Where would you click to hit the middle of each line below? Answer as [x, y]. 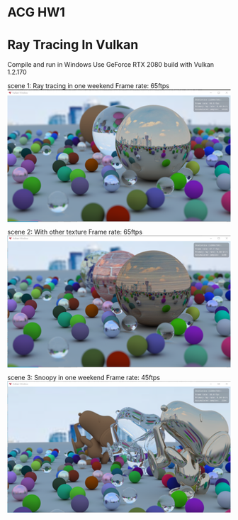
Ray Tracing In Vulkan [73, 45]
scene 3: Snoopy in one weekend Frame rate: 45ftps [84, 378]
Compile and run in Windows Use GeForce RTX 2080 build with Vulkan [111, 65]
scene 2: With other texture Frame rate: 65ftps [75, 232]
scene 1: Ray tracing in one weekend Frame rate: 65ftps [89, 86]
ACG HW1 [36, 12]
